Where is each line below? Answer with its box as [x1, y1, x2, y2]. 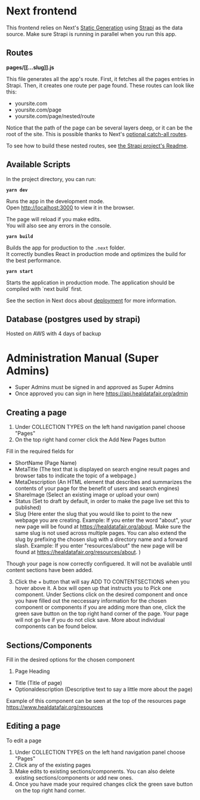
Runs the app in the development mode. [6, 197, 104, 204]
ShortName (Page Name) [14, 459, 77, 467]
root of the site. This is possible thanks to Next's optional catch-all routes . [6, 130, 188, 137]
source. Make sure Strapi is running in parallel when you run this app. [6, 30, 177, 37]
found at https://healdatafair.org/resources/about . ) [14, 549, 141, 556]
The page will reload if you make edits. [6, 215, 101, 222]
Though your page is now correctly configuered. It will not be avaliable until [6, 560, 192, 567]
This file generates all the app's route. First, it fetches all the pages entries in [6, 75, 195, 82]
